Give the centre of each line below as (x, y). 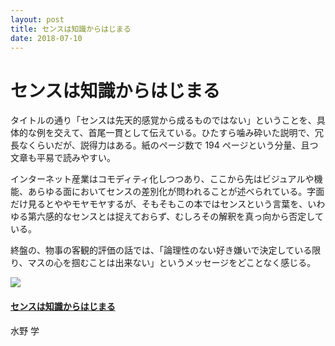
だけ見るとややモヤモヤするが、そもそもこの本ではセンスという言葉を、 (159, 204)
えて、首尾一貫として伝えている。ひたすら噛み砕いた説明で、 (188, 133)
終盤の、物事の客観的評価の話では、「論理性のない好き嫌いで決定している (161, 250)
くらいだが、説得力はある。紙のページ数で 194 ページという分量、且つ (173, 145)
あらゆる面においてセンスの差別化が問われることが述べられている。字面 (176, 192)
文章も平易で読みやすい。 (63, 158)
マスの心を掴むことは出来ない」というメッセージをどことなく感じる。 (172, 263)
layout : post (37, 19)
